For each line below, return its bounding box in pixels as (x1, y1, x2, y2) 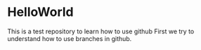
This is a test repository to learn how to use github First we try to (7, 27, 195, 35)
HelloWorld (7, 4, 74, 20)
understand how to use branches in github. (7, 34, 132, 42)
